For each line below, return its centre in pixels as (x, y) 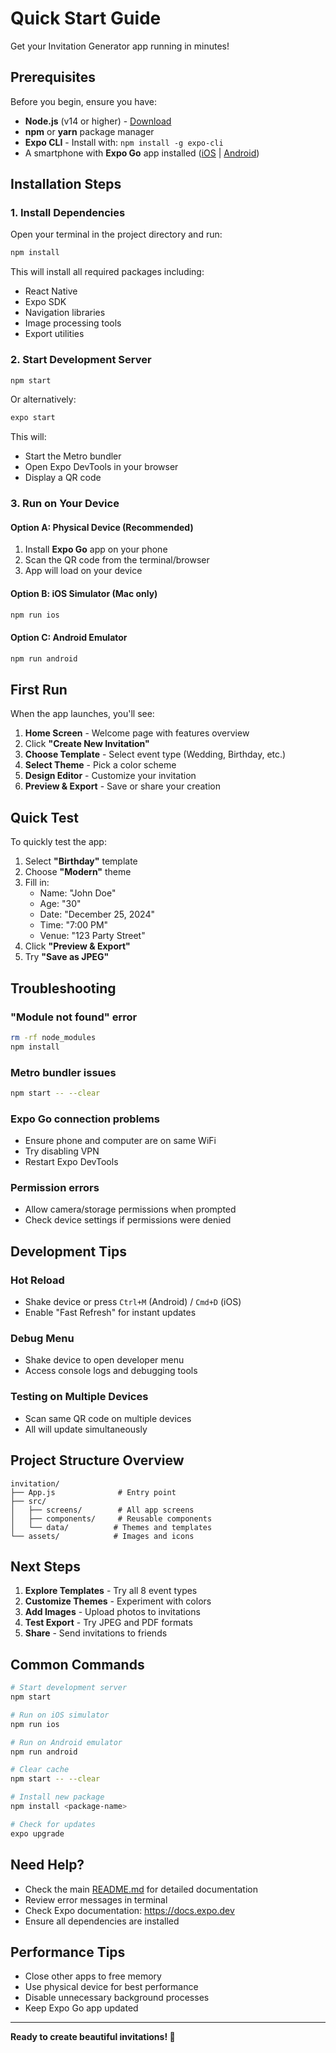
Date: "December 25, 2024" (97, 914)
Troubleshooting (63, 988)
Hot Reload (37, 1280)
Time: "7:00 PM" (74, 925)
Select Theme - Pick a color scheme (100, 765)
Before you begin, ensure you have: (83, 101)
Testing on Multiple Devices (79, 1397)
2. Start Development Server (81, 360)
